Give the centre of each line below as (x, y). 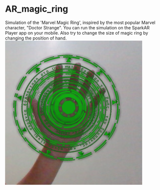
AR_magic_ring (37, 9)
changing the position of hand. (36, 38)
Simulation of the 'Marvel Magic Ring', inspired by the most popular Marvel (80, 22)
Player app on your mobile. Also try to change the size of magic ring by (77, 33)
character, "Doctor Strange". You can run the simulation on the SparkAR (78, 27)
